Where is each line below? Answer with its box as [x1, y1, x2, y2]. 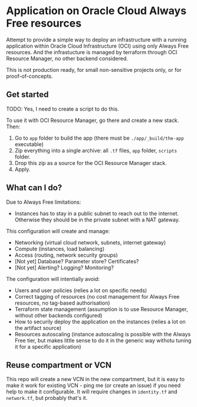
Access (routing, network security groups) [14, 252, 118, 259]
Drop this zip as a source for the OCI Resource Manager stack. [14, 159, 167, 166]
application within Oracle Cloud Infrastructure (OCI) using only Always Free [6, 42, 189, 49]
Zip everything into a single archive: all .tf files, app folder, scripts [14, 147, 178, 154]
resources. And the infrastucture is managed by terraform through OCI [6, 48, 178, 55]
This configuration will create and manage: [6, 227, 110, 234]
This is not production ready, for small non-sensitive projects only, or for [6, 66, 182, 73]
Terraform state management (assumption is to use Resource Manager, [14, 305, 188, 313]
